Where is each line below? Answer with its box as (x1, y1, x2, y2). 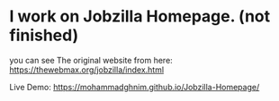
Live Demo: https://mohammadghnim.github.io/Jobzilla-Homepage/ (9, 81, 260, 92)
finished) (9, 25, 79, 46)
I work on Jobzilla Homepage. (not (9, 6, 271, 27)
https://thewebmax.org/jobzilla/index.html (9, 64, 165, 75)
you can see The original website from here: (9, 55, 173, 65)
